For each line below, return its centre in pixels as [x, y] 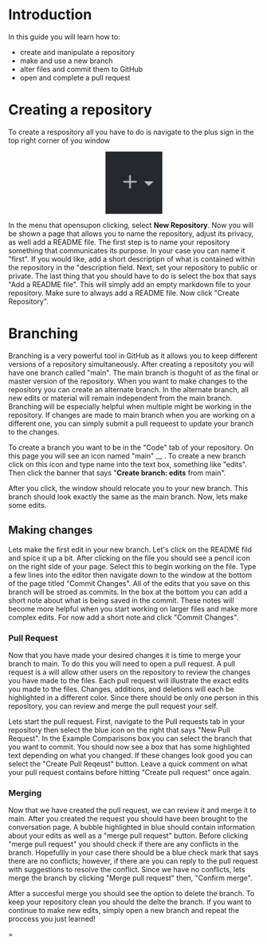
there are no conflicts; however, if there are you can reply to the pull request [133, 861]
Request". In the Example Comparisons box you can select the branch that [130, 738]
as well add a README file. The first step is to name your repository [119, 242]
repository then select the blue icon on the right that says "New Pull [119, 730]
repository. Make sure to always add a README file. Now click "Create [124, 293]
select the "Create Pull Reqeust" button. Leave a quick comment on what [128, 764]
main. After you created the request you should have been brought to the [128, 819]
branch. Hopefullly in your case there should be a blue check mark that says [133, 853]
